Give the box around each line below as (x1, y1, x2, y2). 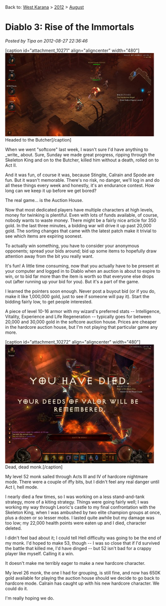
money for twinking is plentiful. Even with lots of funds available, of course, (5, 212, 159, 218)
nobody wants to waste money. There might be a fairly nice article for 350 (5, 217, 157, 223)
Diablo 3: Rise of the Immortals (5, 22, 135, 33)
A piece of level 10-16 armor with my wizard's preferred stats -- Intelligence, (5, 308, 161, 314)
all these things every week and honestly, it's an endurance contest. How (5, 182, 155, 188)
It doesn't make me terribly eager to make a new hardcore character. (5, 560, 146, 566)
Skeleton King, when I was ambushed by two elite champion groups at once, (5, 509, 162, 515)
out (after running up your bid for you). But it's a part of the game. (5, 278, 140, 284)
